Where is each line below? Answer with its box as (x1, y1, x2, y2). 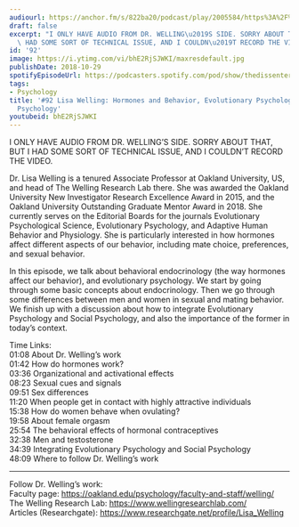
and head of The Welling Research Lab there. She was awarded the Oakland (9, 182, 289, 193)
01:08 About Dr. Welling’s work (9, 349, 122, 361)
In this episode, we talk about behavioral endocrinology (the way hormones (9, 266, 287, 277)
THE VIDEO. (9, 156, 53, 166)
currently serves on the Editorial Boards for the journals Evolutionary (9, 211, 261, 222)
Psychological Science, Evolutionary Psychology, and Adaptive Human (9, 220, 269, 231)
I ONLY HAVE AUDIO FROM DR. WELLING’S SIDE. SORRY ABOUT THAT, (9, 137, 273, 148)
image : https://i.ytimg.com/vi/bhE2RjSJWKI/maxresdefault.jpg (9, 54, 245, 63)
